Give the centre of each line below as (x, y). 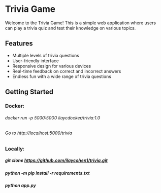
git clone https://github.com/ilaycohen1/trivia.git (56, 160)
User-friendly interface (35, 61)
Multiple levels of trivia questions (46, 55)
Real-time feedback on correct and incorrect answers (67, 71)
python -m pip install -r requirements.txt (48, 173)
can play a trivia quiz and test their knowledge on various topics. (71, 28)
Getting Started (29, 92)
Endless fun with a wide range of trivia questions (62, 76)
